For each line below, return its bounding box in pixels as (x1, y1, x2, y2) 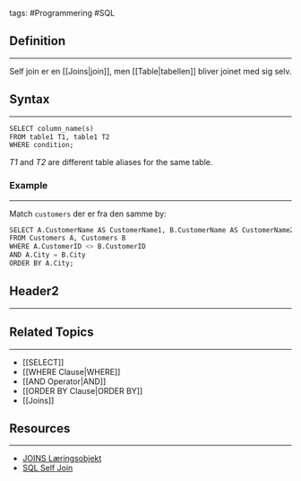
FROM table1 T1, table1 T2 (9, 132, 110, 142)
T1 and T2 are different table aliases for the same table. (9, 157, 213, 168)
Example (9, 179, 48, 192)
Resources (9, 421, 71, 436)
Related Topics (9, 325, 94, 340)
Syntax (9, 92, 50, 107)
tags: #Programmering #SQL (9, 8, 116, 18)
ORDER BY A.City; (9, 259, 74, 268)
